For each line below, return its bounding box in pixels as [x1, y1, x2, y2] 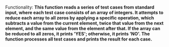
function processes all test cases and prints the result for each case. [5, 36, 152, 42]
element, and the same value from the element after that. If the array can [5, 25, 160, 31]
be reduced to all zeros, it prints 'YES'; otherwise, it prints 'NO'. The [5, 31, 150, 36]
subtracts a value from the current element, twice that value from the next [5, 20, 164, 26]
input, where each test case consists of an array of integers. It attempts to [5, 9, 164, 15]
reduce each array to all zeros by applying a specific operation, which [5, 15, 154, 20]
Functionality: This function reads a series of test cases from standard [5, 4, 155, 10]
